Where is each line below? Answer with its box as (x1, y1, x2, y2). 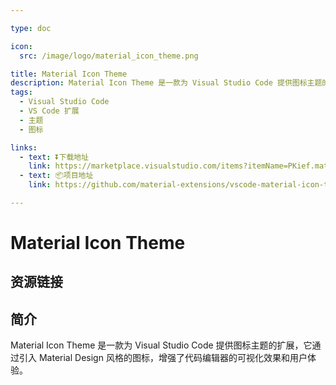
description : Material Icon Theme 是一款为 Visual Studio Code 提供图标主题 (10, 78, 323, 88)
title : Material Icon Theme (10, 69, 128, 79)
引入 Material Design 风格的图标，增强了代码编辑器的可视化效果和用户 (18, 352, 308, 364)
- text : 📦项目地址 (19, 171, 94, 181)
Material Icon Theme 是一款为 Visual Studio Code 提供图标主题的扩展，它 (10, 339, 313, 351)
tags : (10, 87, 33, 98)
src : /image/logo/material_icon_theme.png (19, 51, 199, 61)
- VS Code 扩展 (19, 106, 80, 116)
